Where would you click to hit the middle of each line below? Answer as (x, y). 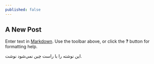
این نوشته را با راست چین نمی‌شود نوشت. (44, 56)
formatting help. (21, 47)
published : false (23, 10)
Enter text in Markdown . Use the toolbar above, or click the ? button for (77, 41)
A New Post (23, 30)
